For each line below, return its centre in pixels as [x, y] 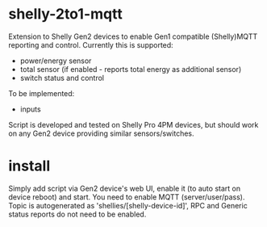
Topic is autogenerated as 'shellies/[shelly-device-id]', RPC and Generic [128, 205]
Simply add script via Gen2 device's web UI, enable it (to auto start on [124, 188]
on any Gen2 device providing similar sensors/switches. [102, 133]
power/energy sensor [56, 61]
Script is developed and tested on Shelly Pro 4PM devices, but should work [133, 124]
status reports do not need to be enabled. [77, 214]
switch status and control [62, 78]
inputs [31, 109]
